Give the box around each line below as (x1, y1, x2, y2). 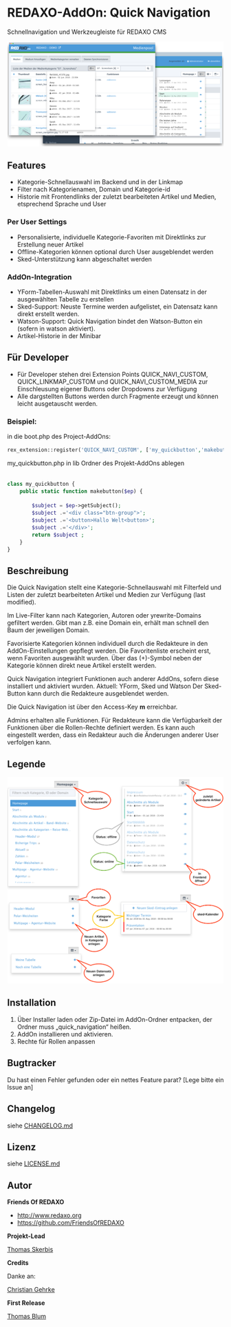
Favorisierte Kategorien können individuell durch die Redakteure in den (7, 640, 208, 648)
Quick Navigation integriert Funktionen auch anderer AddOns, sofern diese (7, 675, 219, 683)
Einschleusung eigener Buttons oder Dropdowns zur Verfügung (16, 384, 197, 393)
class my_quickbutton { (7, 480, 76, 487)
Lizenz (7, 1141, 36, 1153)
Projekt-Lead (7, 1232, 46, 1240)
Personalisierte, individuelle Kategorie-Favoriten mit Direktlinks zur (16, 233, 206, 241)
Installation (7, 997, 56, 1009)
